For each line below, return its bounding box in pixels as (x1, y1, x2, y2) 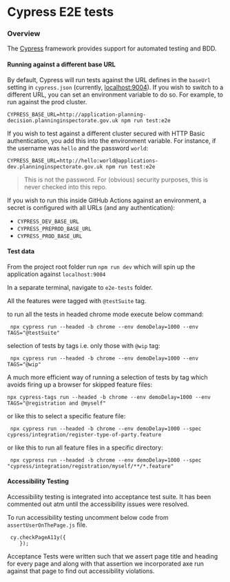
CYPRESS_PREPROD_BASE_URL (17, 225, 92, 232)
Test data (7, 247, 35, 255)
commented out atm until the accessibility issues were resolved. (7, 500, 189, 508)
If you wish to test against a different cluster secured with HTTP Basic (7, 129, 205, 137)
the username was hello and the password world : (7, 144, 149, 152)
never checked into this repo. (23, 182, 107, 191)
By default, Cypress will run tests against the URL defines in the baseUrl (7, 75, 211, 84)
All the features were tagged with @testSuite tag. (7, 296, 147, 304)
